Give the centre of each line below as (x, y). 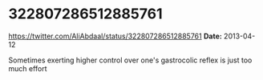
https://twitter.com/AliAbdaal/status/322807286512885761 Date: (115, 36)
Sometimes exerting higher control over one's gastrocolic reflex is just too (130, 60)
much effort (28, 68)
